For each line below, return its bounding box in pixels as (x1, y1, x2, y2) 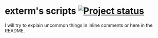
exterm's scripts (5, 5, 76, 17)
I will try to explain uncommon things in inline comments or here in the (5, 22, 153, 28)
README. (5, 27, 25, 33)
